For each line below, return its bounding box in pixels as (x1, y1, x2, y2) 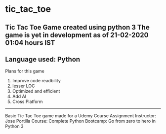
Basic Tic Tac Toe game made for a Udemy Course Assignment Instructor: (5, 113, 157, 119)
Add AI (12, 94, 26, 100)
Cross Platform (12, 99, 43, 104)
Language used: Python (5, 55, 81, 64)
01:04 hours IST (5, 38, 55, 47)
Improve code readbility (12, 78, 61, 84)
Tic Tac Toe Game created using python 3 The (5, 23, 150, 32)
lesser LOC (12, 83, 35, 89)
